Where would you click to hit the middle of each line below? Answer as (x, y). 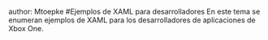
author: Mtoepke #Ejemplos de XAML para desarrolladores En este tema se (134, 12)
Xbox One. (26, 28)
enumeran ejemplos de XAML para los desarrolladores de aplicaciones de (132, 20)
